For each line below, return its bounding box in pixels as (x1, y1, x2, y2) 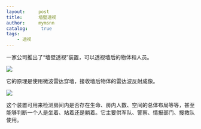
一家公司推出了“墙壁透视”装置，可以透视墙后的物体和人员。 (6, 54, 153, 60)
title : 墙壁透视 (6, 14, 57, 20)
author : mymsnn (6, 20, 55, 26)
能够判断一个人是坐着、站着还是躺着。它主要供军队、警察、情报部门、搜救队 (6, 109, 195, 116)
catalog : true (6, 25, 52, 32)
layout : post (6, 8, 50, 15)
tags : (6, 31, 20, 37)
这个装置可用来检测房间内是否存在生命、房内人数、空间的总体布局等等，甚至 (6, 102, 195, 108)
